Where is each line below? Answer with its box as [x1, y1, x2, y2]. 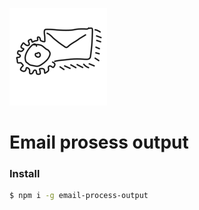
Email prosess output [9, 131, 189, 154]
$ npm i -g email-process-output [9, 191, 149, 201]
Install [9, 167, 41, 181]
